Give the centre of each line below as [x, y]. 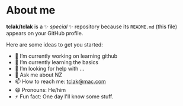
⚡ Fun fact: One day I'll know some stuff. [64, 96]
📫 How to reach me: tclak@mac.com [60, 81]
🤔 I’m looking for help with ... [49, 68]
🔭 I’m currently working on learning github [66, 56]
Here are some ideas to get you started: [55, 44]
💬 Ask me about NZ [38, 75]
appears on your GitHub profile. [45, 33]
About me [31, 10]
